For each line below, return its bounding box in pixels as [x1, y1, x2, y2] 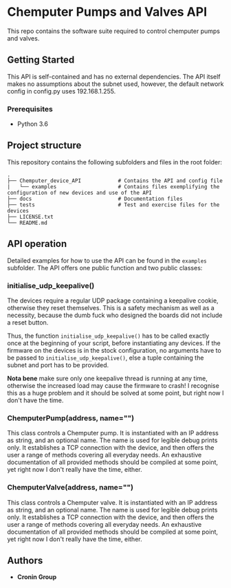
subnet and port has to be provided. [7, 360, 109, 369]
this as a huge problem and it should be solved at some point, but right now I [7, 389, 224, 397]
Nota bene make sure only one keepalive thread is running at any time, [7, 374, 208, 382]
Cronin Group [16, 573, 57, 581]
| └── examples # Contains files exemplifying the [7, 183, 220, 190]
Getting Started [7, 54, 75, 66]
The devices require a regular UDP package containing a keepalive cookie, [7, 296, 219, 305]
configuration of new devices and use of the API [7, 189, 153, 196]
